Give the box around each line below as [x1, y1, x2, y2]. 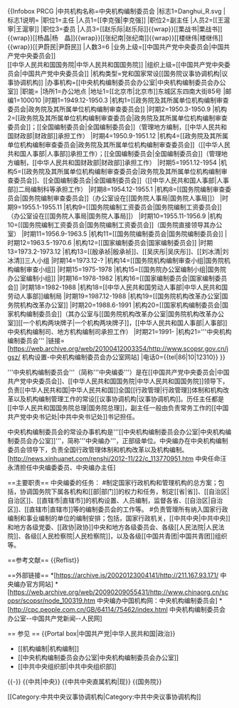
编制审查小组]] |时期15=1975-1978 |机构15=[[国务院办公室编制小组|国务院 [13, 265, 226, 274]
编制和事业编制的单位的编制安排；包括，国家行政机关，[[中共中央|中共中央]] [7, 514, 231, 522]
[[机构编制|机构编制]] [17, 645, 80, 652]
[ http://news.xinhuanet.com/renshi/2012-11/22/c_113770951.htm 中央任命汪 [7, 454, 227, 462]
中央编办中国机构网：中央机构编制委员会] [97, 596, 218, 605]
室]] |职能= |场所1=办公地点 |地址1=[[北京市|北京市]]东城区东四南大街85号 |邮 [7, 87, 232, 95]
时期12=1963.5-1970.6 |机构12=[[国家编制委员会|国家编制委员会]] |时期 [7, 239, 213, 246]
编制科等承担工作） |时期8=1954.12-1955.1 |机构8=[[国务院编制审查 [31, 185, 225, 193]
